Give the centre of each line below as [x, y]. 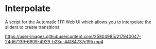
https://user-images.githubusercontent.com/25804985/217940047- [73, 36]
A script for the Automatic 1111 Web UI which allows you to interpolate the [78, 22]
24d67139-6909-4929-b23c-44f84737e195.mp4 [54, 41]
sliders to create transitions [32, 27]
